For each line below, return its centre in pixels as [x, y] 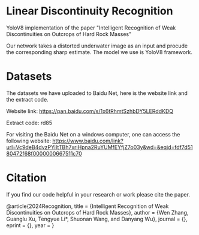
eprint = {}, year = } [30, 225]
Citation [26, 178]
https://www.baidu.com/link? [88, 141]
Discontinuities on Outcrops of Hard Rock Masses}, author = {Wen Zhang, [97, 212]
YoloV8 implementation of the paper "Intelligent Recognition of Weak [91, 28]
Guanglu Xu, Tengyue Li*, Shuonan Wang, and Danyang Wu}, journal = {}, [97, 219]
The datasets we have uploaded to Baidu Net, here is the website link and [97, 93]
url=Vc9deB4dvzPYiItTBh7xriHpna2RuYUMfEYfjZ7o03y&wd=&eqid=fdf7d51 [99, 147]
